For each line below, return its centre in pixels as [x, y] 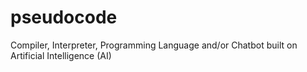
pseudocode [64, 17]
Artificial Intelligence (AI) [61, 55]
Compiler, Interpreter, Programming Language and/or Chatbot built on [154, 45]
